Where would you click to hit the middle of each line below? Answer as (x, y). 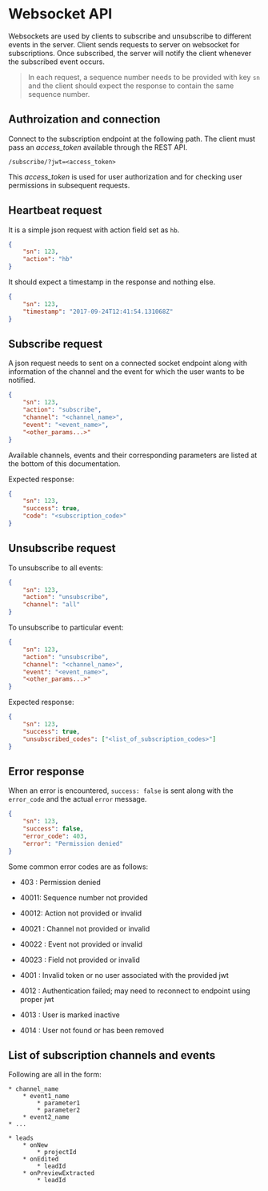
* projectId (57, 1153)
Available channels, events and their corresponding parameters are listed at (133, 455)
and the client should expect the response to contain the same (131, 86)
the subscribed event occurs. (57, 62)
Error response (46, 771)
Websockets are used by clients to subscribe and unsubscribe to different (130, 36)
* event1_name (46, 1096)
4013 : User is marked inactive (70, 1015)
